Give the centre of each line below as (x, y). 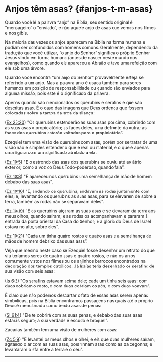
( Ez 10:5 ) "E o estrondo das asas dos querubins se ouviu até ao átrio (73, 162)
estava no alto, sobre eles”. (32, 226)
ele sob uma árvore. (25, 68)
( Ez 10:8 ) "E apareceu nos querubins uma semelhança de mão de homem (78, 176)
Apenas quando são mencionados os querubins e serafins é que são (73, 102)
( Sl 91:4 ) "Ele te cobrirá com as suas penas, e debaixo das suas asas (74, 315)
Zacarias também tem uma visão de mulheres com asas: (61, 329)
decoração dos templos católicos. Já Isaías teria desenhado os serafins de (80, 266)
